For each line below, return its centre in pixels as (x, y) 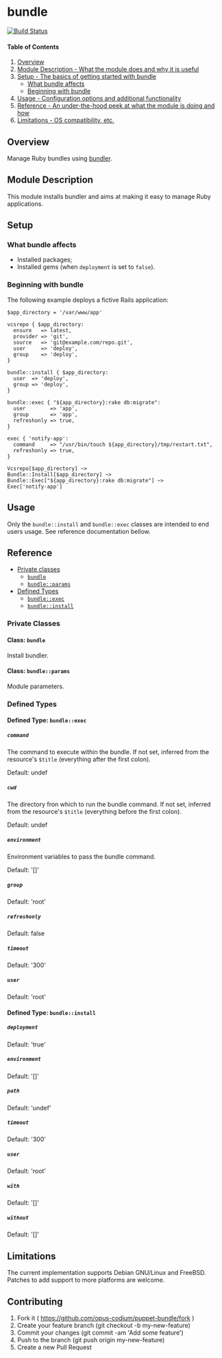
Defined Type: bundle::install (51, 1012)
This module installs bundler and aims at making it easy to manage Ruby (109, 196)
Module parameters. (36, 686)
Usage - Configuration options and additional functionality (99, 98)
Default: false (26, 933)
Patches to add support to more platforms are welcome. (86, 1280)
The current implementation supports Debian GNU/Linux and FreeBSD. (107, 1273)
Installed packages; (45, 260)
